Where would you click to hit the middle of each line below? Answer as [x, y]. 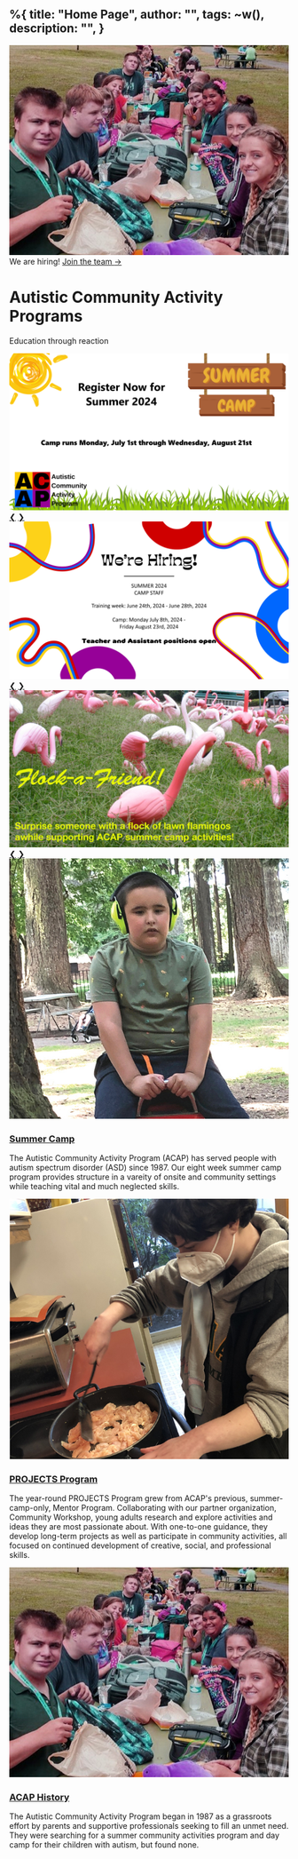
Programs [46, 316]
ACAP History [39, 1797]
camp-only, [30, 1507]
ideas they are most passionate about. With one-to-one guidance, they [139, 1526]
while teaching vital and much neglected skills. [94, 1187]
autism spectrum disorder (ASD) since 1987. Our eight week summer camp [145, 1168]
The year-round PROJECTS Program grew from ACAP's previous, [129, 1498]
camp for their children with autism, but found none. [104, 1845]
